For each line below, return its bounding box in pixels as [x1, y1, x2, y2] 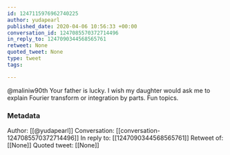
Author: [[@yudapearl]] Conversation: [7, 126, 115, 134]
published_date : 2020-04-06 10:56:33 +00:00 [7, 23, 137, 30]
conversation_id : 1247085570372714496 [7, 29, 119, 37]
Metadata [7, 111, 40, 121]
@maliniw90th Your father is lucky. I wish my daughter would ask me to [7, 86, 211, 94]
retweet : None [7, 42, 48, 49]
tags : [7, 61, 23, 68]
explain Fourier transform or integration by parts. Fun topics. [7, 94, 179, 102]
